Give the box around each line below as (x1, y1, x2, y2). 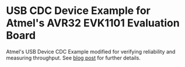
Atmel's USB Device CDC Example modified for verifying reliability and (6, 48, 176, 55)
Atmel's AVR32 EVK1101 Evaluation (6, 16, 180, 30)
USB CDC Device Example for (6, 4, 151, 17)
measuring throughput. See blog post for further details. (6, 54, 141, 61)
